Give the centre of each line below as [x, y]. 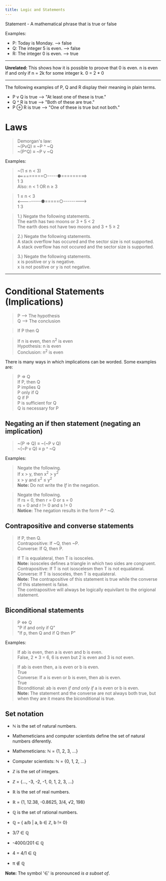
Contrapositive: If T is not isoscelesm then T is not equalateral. [81, 568]
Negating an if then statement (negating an [73, 424]
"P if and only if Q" [36, 627]
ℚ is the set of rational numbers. [45, 812]
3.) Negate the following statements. [54, 256]
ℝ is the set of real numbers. [41, 792]
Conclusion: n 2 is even [40, 352]
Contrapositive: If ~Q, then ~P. [48, 543]
